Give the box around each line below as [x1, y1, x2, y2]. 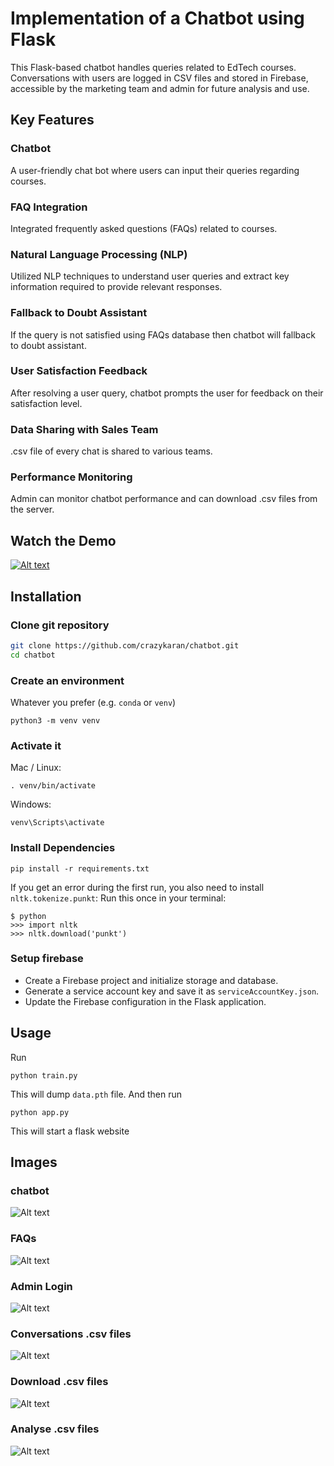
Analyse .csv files [10, 1422, 100, 1436]
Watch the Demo [10, 532, 117, 549]
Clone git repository [10, 618, 110, 632]
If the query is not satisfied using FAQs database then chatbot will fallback [10, 328, 316, 341]
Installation [10, 588, 82, 605]
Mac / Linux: [10, 762, 62, 774]
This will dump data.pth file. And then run [10, 1088, 183, 1100]
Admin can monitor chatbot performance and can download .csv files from [10, 493, 318, 505]
